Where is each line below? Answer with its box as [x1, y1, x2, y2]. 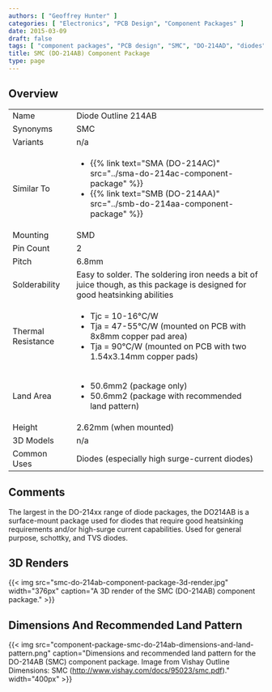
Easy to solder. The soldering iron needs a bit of [76, 269, 258, 280]
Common [12, 448, 48, 459]
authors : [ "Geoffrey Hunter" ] [8, 11, 117, 20]
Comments [8, 486, 66, 499]
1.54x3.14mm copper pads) [90, 350, 198, 362]
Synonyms [12, 123, 53, 134]
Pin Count [12, 242, 50, 253]
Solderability [12, 278, 61, 290]
